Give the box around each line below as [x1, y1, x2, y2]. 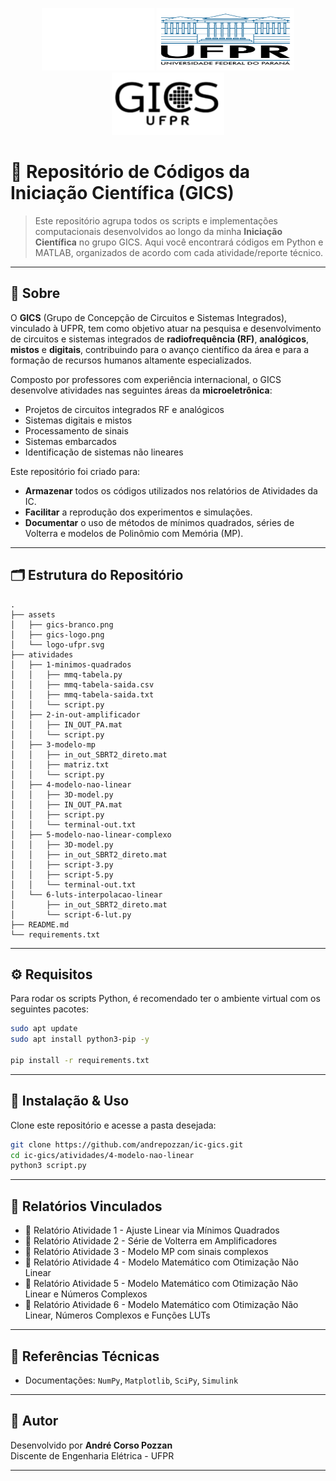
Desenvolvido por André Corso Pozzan [10, 1439, 173, 1451]
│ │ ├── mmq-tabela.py [10, 669, 123, 680]
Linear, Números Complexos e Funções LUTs [24, 1309, 211, 1322]
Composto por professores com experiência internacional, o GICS [10, 373, 282, 385]
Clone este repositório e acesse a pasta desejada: [10, 1119, 217, 1131]
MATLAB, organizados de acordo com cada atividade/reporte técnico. [34, 246, 324, 258]
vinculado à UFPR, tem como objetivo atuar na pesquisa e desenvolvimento [10, 322, 322, 334]
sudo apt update [10, 1024, 78, 1034]
